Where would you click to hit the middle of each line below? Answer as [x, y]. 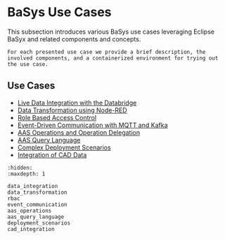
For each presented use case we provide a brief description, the [107, 52]
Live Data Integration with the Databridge [77, 102]
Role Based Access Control [57, 117]
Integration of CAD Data [52, 154]
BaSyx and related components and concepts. [74, 39]
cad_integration [31, 229]
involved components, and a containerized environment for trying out [113, 58]
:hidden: [20, 168]
